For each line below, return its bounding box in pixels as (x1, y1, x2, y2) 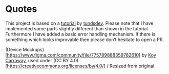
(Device (5, 46, 22, 52)
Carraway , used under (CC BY (5, 57, 69, 63)
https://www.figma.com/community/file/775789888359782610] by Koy (7, 52, 156, 58)
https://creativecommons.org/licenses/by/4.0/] (7, 63, 106, 69)
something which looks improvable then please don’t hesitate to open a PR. (5, 36, 164, 43)
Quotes (5, 3, 37, 15)
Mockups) (23, 46, 45, 52)
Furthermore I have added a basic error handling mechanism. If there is (5, 31, 156, 37)
